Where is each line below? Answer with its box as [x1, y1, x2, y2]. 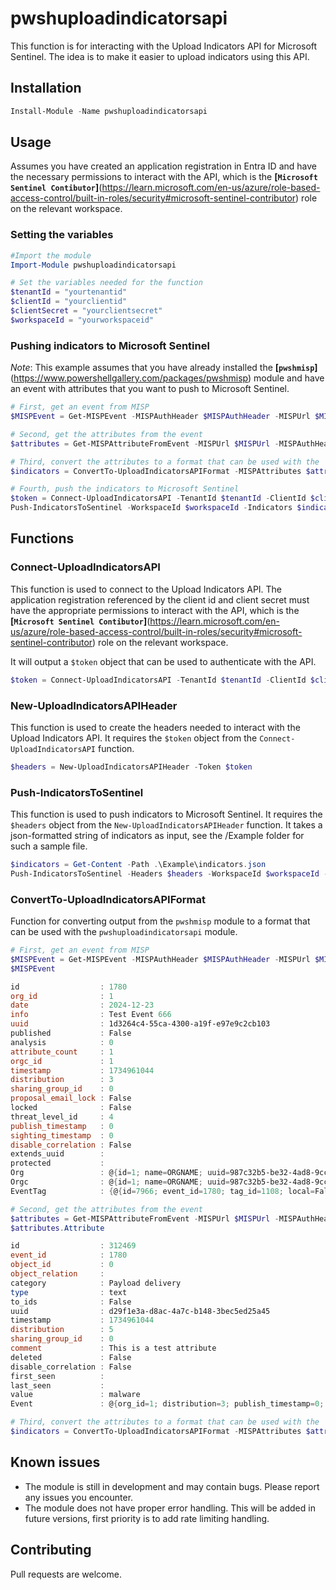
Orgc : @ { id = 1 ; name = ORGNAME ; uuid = [10, 1177, 230, 1187]
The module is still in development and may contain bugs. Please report [24, 1480, 320, 1492]
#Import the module [10, 250, 92, 261]
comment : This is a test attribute [10, 1343, 217, 1354]
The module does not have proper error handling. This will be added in [24, 1502, 316, 1514]
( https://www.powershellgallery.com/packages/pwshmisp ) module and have [10, 372, 325, 384]
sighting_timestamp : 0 [10, 1130, 114, 1141]
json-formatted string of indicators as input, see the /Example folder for [10, 830, 305, 842]
